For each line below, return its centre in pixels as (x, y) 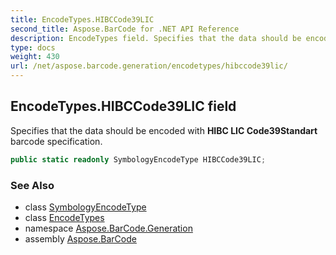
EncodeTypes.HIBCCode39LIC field (123, 106)
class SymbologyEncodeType (85, 207)
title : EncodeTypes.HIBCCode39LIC (82, 19)
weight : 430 (35, 57)
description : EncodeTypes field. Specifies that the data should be (156, 38)
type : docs (33, 47)
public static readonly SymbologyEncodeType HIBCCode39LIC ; (138, 159)
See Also (32, 185)
